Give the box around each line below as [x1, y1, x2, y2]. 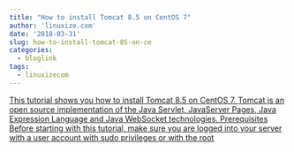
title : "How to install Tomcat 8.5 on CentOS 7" [9, 12, 192, 22]
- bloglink [17, 54, 57, 63]
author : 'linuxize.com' [9, 21, 97, 30]
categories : [9, 46, 53, 55]
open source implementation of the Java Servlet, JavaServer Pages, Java [9, 103, 276, 115]
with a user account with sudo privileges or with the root [9, 132, 215, 142]
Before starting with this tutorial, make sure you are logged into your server [9, 123, 283, 133]
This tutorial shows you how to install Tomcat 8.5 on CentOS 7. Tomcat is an [9, 95, 285, 105]
